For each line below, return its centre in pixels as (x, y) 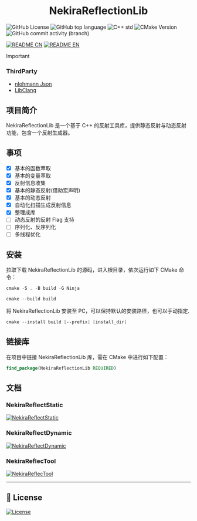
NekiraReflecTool (31, 461)
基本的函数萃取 (33, 168)
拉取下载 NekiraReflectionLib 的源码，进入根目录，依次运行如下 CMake (92, 270)
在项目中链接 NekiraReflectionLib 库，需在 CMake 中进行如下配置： (87, 357)
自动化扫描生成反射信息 (43, 205)
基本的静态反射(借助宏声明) (47, 190)
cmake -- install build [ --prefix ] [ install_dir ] (67, 322)
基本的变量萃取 (33, 175)
